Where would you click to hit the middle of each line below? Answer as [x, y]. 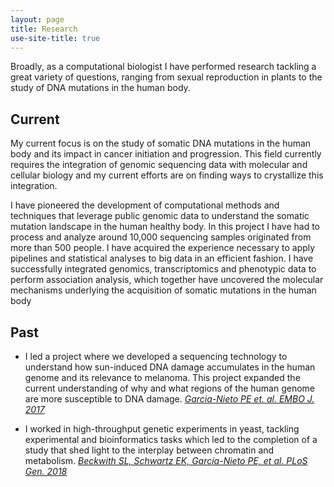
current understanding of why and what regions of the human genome [170, 388]
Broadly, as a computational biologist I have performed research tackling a [163, 67]
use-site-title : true [55, 38]
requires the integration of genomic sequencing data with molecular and [159, 165]
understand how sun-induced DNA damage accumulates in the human [170, 367]
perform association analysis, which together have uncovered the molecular [167, 280]
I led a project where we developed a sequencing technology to [156, 356]
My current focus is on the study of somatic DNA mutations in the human [161, 143]
